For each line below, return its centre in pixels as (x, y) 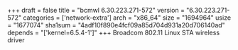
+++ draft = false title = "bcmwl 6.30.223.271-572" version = (96, 10)
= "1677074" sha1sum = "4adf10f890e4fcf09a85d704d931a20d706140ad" (116, 25)
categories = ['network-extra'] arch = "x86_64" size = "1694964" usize (127, 18)
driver (16, 40)
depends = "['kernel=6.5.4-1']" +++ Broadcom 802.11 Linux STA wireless (114, 32)
